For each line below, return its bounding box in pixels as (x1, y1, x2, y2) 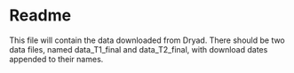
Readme (9, 5, 72, 26)
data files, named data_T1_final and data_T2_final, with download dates (9, 44, 268, 54)
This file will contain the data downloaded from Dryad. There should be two (9, 35, 286, 45)
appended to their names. (9, 53, 104, 64)
